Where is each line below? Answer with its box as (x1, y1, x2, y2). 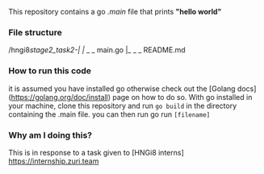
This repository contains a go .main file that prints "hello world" (8, 7, 222, 16)
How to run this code (8, 65, 91, 77)
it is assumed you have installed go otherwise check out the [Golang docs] (8, 84, 257, 93)
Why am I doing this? (8, 129, 93, 140)
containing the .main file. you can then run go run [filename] (8, 109, 211, 119)
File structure (8, 27, 62, 38)
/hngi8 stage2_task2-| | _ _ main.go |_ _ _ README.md (8, 45, 186, 55)
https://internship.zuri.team (8, 156, 99, 166)
